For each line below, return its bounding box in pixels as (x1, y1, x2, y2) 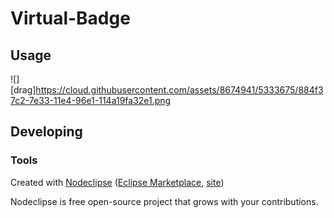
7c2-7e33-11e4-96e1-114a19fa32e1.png (10, 95, 172, 106)
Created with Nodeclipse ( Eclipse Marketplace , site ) (10, 176, 225, 188)
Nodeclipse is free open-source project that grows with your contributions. (10, 195, 319, 207)
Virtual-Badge (10, 7, 131, 30)
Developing (10, 123, 83, 141)
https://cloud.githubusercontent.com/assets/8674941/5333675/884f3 (35, 84, 324, 96)
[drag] (10, 84, 37, 96)
